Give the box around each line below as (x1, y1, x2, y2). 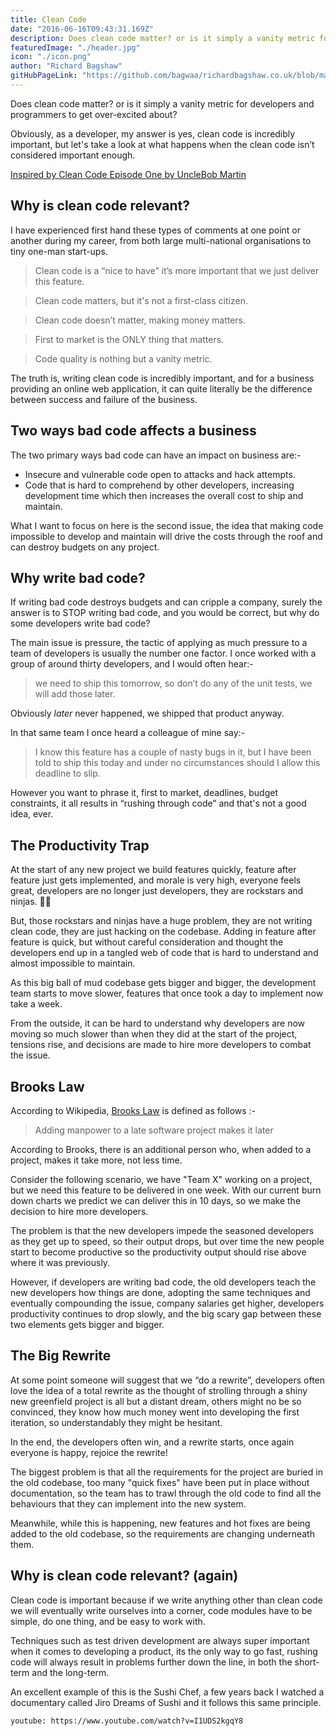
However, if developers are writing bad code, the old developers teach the (10, 1276, 317, 1288)
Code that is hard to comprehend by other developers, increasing (24, 479, 295, 491)
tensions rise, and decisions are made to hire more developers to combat (10, 1039, 312, 1051)
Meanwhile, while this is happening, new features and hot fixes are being (10, 1517, 311, 1529)
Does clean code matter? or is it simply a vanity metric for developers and (10, 97, 315, 110)
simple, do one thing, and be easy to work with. (10, 1615, 206, 1627)
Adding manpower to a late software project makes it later (34, 1124, 274, 1136)
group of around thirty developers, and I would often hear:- (10, 658, 254, 670)
